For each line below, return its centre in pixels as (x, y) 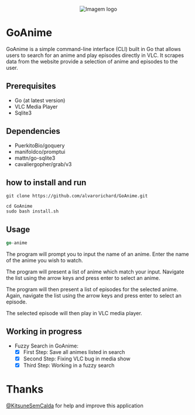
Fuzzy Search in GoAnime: (47, 346)
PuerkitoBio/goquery (40, 145)
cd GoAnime (19, 206)
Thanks (25, 389)
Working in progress (44, 332)
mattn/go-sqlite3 (35, 158)
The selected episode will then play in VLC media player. (74, 313)
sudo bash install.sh (32, 211)
